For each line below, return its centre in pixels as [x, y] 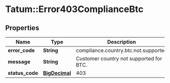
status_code [23, 73]
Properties [22, 28]
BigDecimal [57, 73]
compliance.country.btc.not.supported [121, 50]
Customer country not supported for [119, 59]
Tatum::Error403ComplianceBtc [74, 9]
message [19, 62]
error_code [22, 50]
